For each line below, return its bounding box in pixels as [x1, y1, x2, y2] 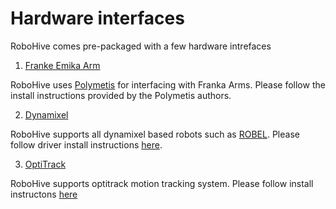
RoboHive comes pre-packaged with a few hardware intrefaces [10, 40, 272, 52]
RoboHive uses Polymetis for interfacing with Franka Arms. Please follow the [10, 78, 326, 91]
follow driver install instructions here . [10, 138, 163, 151]
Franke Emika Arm [24, 59, 101, 71]
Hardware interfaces [10, 7, 185, 30]
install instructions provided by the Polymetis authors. [10, 89, 232, 101]
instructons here [10, 188, 78, 200]
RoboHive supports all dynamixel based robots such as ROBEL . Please [10, 128, 300, 140]
